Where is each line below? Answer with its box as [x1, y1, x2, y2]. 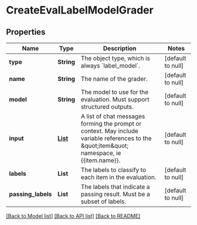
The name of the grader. [80, 75, 148, 83]
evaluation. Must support [80, 95, 150, 103]
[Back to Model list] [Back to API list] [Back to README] [6, 213, 141, 219]
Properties [6, 27, 46, 37]
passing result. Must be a [80, 190, 151, 198]
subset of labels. [80, 197, 127, 206]
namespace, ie [80, 149, 121, 157]
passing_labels [9, 190, 52, 198]
